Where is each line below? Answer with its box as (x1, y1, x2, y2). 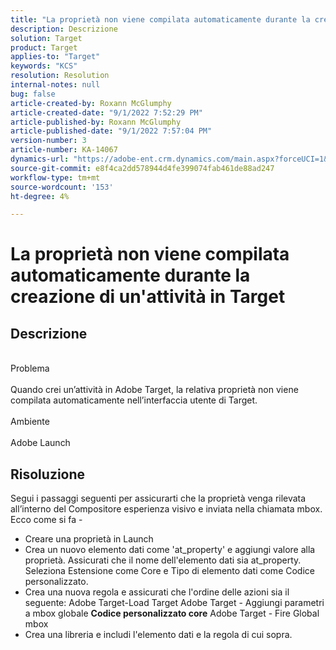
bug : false (10, 89, 56, 99)
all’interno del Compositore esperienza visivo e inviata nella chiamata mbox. (10, 503, 323, 515)
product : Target (10, 42, 78, 53)
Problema (10, 362, 50, 375)
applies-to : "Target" (10, 52, 101, 62)
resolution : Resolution (10, 71, 110, 81)
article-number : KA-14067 (10, 145, 118, 155)
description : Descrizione (10, 24, 118, 34)
